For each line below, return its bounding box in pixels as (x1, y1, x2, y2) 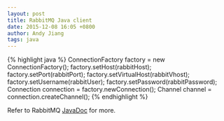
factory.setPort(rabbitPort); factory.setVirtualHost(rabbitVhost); (7, 71, 190, 79)
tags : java (7, 36, 39, 43)
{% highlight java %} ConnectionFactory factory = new (7, 55, 166, 64)
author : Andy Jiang (7, 29, 64, 37)
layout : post (7, 10, 45, 17)
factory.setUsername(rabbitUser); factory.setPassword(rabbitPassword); (7, 78, 218, 86)
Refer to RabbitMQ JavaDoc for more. (7, 106, 116, 115)
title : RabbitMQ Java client (7, 17, 92, 24)
